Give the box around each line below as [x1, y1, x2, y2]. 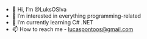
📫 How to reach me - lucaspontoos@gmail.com [12, 26, 134, 33]
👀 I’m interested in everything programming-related [12, 12, 142, 19]
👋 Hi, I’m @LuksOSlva [12, 6, 67, 13]
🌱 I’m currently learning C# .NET [12, 19, 93, 26]
